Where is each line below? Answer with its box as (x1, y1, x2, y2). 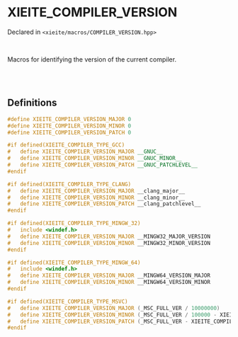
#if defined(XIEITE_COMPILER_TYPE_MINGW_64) (7, 259, 141, 266)
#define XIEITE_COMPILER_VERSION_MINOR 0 (7, 122, 132, 130)
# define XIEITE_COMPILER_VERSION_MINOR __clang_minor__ (7, 194, 186, 201)
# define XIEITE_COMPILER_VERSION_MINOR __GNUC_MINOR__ (7, 155, 182, 162)
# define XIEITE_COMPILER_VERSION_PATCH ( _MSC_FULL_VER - (7, 318, 189, 325)
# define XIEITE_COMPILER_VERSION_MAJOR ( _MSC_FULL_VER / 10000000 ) (7, 304, 220, 312)
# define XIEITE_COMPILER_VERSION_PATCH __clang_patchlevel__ (7, 200, 201, 207)
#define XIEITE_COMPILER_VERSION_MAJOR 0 (7, 115, 132, 122)
